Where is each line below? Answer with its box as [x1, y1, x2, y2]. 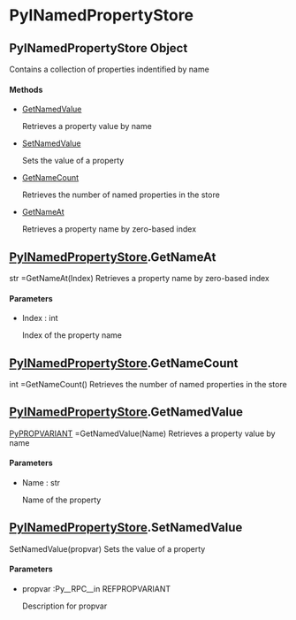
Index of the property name [21, 330, 122, 341]
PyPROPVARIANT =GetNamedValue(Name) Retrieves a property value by [9, 428, 276, 439]
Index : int [21, 313, 59, 324]
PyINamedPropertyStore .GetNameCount [9, 356, 239, 371]
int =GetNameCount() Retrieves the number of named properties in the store [9, 379, 287, 390]
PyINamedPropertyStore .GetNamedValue [9, 404, 244, 420]
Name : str [21, 478, 60, 488]
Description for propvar [21, 601, 108, 611]
